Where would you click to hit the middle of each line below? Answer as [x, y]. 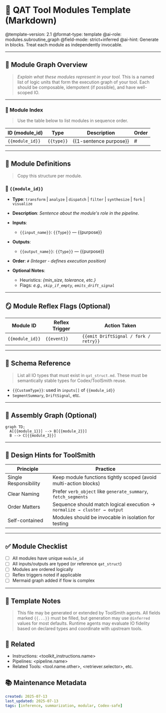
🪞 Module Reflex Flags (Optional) [58, 306]
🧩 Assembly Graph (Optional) [51, 416]
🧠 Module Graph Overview [46, 65]
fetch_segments [70, 497]
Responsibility [24, 484]
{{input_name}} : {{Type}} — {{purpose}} [61, 232]
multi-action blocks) [76, 484]
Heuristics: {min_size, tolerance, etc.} [58, 280]
